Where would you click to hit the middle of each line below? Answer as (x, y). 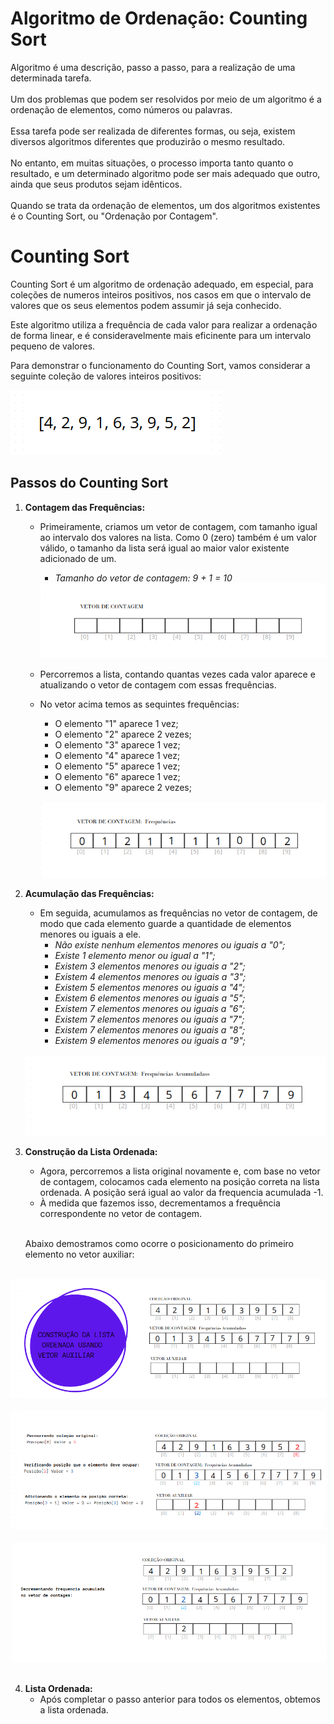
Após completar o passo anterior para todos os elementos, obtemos (180, 1699)
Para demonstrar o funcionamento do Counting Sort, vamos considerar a (160, 365)
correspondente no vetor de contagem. (121, 1213)
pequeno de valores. (53, 346)
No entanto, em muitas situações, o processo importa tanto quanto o (152, 163)
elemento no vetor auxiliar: (79, 1254)
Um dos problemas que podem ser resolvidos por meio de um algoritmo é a (166, 99)
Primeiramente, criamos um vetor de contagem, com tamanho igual (178, 526)
